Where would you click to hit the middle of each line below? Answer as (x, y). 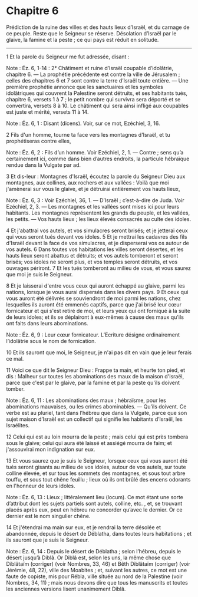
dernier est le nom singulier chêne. (48, 516)
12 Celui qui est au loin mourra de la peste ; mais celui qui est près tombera (97, 437)
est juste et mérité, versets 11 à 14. (47, 112)
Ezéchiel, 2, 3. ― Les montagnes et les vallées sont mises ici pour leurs (93, 206)
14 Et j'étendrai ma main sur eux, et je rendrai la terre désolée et (83, 527)
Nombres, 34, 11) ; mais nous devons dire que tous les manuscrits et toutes (97, 582)
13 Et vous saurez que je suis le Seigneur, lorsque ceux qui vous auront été (97, 460)
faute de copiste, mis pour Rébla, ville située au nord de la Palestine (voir (94, 576)
